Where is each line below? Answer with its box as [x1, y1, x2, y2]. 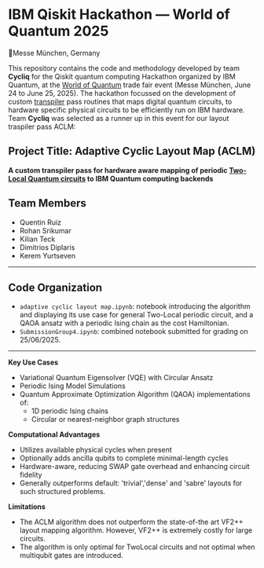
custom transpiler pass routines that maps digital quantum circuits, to [8, 97, 233, 106]
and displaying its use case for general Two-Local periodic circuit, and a [19, 310, 254, 320]
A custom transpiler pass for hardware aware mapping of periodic [8, 165, 228, 174]
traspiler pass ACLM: [8, 122, 76, 131]
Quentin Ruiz [19, 218, 61, 227]
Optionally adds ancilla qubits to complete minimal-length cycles [19, 453, 229, 463]
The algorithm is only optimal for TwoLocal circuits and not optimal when [19, 542, 255, 552]
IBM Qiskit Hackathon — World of [8, 5, 230, 24]
